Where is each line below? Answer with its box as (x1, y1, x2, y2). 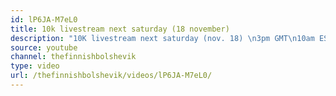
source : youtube (10, 42, 78, 53)
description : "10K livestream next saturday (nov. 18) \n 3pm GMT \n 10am (10, 33, 315, 43)
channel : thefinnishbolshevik (10, 52, 137, 62)
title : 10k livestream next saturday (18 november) (10, 24, 230, 34)
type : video (10, 61, 60, 71)
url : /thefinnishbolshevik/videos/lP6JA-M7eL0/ (10, 71, 213, 81)
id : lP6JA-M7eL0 (10, 14, 78, 25)
